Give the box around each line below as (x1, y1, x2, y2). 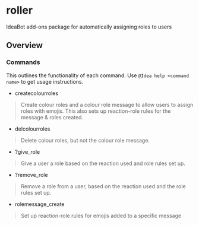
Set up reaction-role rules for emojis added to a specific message (20, 212, 182, 219)
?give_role (14, 148, 40, 155)
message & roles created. (20, 113, 84, 121)
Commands (6, 58, 40, 66)
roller (6, 4, 33, 17)
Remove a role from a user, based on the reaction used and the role (20, 182, 186, 190)
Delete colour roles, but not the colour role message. (20, 137, 150, 144)
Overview (6, 40, 43, 50)
